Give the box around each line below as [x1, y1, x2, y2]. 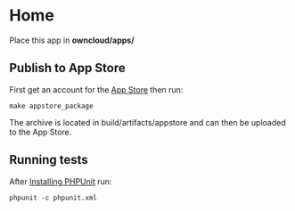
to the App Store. [9, 126, 72, 137]
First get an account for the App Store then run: [9, 84, 184, 94]
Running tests [9, 152, 89, 167]
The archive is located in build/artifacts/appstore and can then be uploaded [9, 117, 287, 127]
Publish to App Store [9, 61, 127, 76]
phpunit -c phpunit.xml [9, 193, 98, 202]
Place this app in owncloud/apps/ [9, 35, 135, 45]
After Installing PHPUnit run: [9, 175, 112, 187]
